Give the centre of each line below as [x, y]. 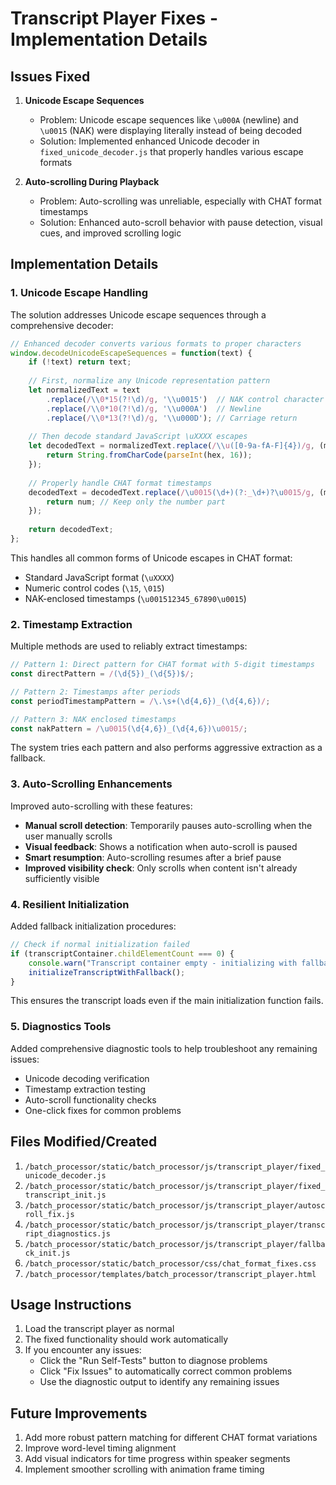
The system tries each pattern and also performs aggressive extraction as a [166, 748]
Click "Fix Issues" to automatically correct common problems [166, 1371]
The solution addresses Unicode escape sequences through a [138, 314]
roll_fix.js [49, 1214]
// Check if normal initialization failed [100, 945]
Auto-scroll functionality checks [90, 1099]
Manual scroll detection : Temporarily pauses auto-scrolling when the [168, 825]
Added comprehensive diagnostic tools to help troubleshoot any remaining [164, 1048]
